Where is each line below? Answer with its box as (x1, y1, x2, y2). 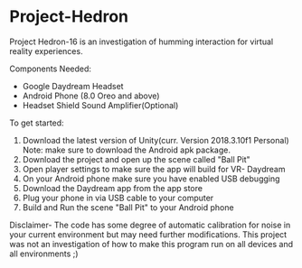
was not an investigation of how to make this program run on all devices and (9, 238, 294, 249)
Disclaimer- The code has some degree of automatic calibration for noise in (9, 219, 291, 230)
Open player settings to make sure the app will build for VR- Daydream (22, 163, 286, 174)
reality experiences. (9, 45, 83, 56)
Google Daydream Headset (22, 80, 124, 91)
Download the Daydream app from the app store (22, 182, 203, 193)
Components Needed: (9, 63, 92, 74)
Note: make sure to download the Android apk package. (22, 144, 231, 155)
